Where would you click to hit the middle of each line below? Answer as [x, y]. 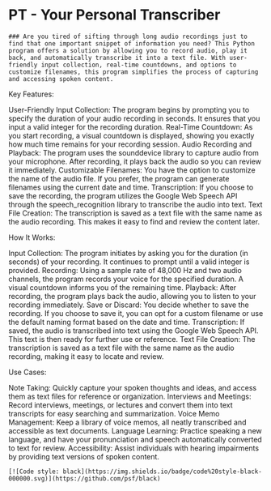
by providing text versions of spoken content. [84, 456]
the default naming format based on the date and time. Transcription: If [127, 322]
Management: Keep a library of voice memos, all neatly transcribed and [127, 422]
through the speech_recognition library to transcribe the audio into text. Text [135, 204]
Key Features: [31, 94]
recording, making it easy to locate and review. [86, 356]
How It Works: [32, 237]
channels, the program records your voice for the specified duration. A [126, 279]
